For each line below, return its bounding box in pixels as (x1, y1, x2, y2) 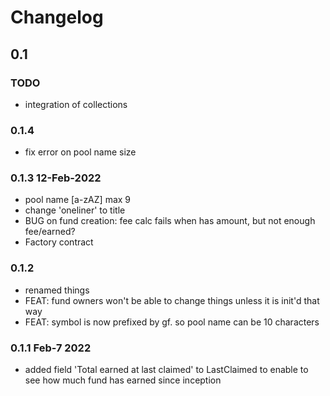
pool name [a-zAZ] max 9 (24, 194, 132, 206)
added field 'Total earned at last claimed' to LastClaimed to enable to (24, 364, 309, 376)
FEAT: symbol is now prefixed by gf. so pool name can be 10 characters (24, 316, 320, 328)
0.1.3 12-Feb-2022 (10, 171, 102, 185)
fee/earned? (24, 226, 76, 238)
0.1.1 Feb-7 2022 (10, 341, 92, 355)
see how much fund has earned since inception (24, 374, 222, 386)
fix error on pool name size (24, 146, 137, 158)
